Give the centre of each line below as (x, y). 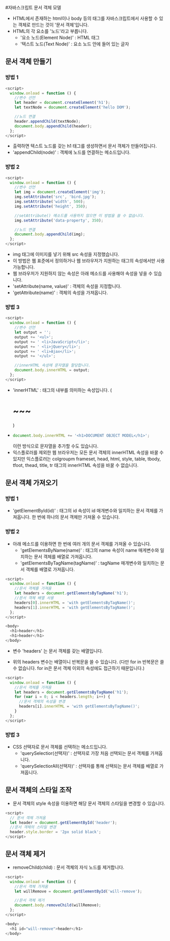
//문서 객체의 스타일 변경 (33, 827)
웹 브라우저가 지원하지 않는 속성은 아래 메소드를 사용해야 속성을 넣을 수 (82, 274)
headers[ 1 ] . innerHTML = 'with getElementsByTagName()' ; (75, 608)
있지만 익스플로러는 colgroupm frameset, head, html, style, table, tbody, (87, 459)
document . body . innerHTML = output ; (52, 370)
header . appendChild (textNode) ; (48, 121)
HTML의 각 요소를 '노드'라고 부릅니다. (50, 31)
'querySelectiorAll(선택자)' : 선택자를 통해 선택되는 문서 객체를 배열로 (89, 766)
